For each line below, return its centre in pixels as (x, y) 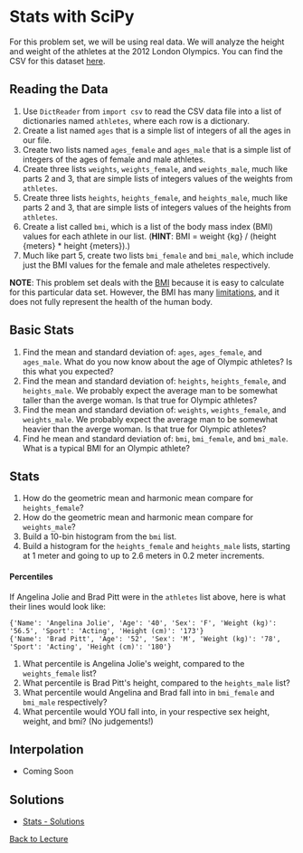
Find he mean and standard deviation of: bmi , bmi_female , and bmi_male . (155, 438)
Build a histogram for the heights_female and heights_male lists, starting (156, 546)
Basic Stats (42, 331)
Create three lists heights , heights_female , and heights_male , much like (155, 197)
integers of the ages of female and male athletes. (114, 159)
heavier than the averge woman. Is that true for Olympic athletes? (144, 429)
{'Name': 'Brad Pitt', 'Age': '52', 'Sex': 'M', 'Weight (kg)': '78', (145, 639)
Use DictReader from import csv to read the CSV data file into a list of (152, 111)
